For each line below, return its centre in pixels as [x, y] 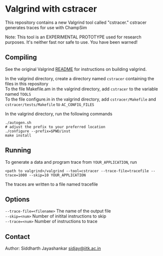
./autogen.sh [18, 122]
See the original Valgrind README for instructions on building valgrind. [76, 69]
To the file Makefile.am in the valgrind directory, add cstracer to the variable [81, 89]
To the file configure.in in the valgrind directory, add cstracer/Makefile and [81, 99]
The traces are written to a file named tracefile [52, 184]
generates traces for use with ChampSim [46, 27]
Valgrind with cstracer [51, 9]
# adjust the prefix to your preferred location [55, 127]
